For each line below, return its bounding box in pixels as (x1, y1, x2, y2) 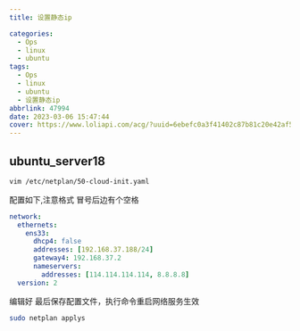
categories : (9, 29, 54, 38)
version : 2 (17, 278, 58, 287)
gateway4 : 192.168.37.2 (32, 253, 122, 263)
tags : (9, 62, 29, 71)
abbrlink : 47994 (9, 103, 70, 112)
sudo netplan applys (9, 313, 87, 322)
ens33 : (25, 228, 50, 237)
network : (9, 211, 42, 221)
